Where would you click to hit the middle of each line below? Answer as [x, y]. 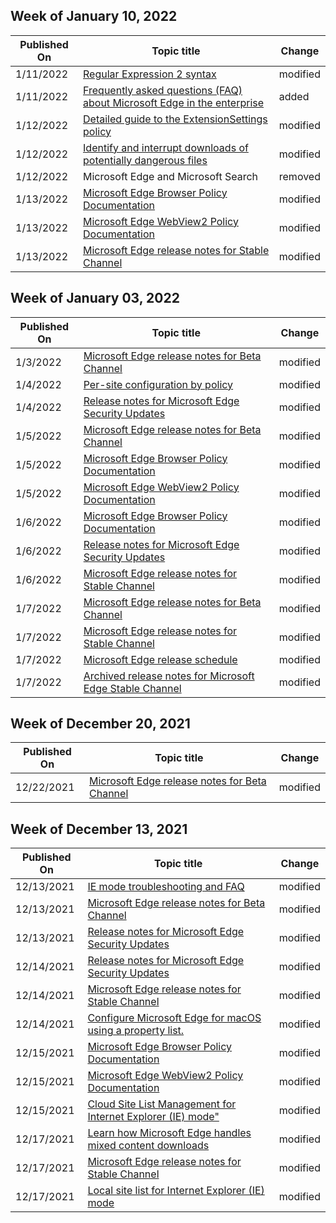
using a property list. [136, 1031]
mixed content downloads [148, 1146]
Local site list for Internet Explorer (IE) [176, 1191]
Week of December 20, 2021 [100, 724]
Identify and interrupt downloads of [166, 147]
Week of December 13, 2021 [99, 829]
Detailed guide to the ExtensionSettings [175, 119]
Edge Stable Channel [132, 688]
